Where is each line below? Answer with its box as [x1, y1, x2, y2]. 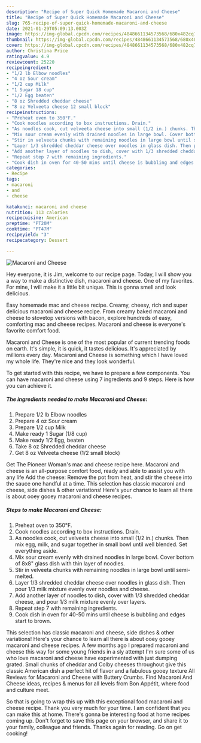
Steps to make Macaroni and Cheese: [6, 507, 102, 514]
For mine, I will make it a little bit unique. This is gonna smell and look [6, 283, 176, 290]
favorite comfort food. [6, 326, 60, 334]
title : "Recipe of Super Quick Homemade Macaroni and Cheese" [6, 14, 165, 20]
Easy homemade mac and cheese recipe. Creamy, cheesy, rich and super [6, 301, 188, 308]
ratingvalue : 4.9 [6, 53, 50, 59]
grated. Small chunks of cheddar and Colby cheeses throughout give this [6, 661, 187, 668]
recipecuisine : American [6, 215, 68, 221]
